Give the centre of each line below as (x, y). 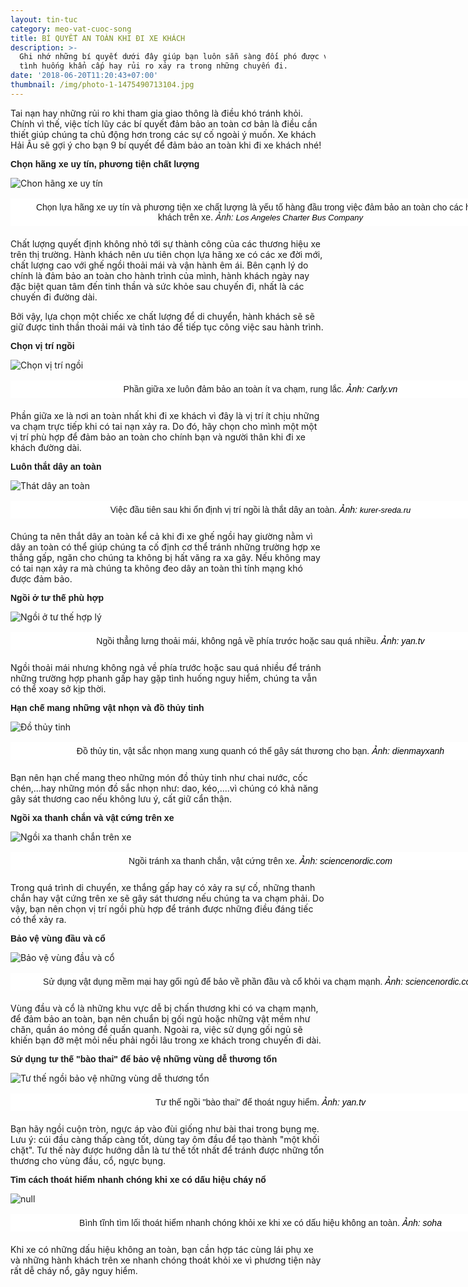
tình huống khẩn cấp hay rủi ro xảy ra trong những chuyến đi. (153, 66)
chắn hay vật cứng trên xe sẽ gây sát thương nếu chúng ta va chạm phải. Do (167, 898)
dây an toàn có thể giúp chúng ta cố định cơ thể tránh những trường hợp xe (165, 547)
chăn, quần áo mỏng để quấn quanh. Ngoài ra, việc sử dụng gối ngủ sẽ (156, 1029)
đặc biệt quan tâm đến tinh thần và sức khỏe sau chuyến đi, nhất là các (157, 286)
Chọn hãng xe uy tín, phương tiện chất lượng (105, 164)
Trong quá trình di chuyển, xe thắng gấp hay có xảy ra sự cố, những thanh (163, 887)
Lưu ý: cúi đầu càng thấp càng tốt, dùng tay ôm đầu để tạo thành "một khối (165, 1139)
